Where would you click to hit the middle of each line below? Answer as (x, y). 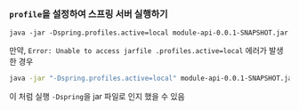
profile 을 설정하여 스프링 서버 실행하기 (89, 13)
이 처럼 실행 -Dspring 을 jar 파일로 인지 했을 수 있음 (97, 97)
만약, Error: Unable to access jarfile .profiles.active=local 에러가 (138, 51)
